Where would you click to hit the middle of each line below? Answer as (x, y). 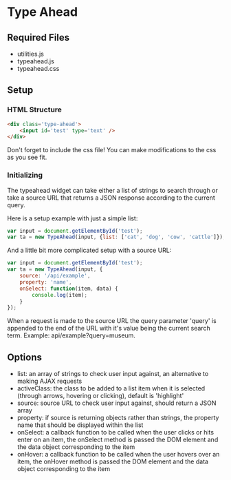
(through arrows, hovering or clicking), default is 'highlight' (100, 396)
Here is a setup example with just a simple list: (73, 218)
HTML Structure (34, 109)
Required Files (38, 38)
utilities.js (31, 54)
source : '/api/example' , (55, 276)
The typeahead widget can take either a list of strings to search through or (113, 190)
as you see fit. (27, 157)
